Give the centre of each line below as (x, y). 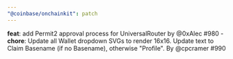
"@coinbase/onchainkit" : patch (53, 14)
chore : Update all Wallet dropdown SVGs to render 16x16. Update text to (111, 41)
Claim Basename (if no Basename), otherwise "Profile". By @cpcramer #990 (116, 48)
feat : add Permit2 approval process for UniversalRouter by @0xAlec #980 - (115, 33)
